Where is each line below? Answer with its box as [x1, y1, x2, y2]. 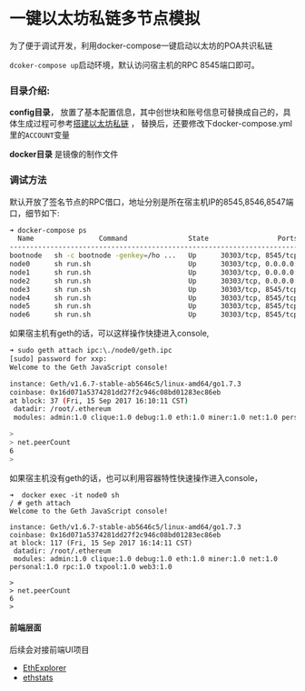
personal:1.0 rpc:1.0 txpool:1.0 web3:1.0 [9, 562, 172, 571]
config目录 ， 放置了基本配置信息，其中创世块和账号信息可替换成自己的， [9, 106, 283, 118]
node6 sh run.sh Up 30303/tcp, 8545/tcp [9, 310, 299, 319]
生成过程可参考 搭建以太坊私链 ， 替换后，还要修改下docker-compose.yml [16, 118, 293, 129]
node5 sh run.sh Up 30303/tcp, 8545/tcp [9, 302, 299, 311]
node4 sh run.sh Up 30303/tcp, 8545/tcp [9, 293, 299, 303]
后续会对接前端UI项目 [9, 644, 90, 655]
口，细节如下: [9, 207, 61, 218]
